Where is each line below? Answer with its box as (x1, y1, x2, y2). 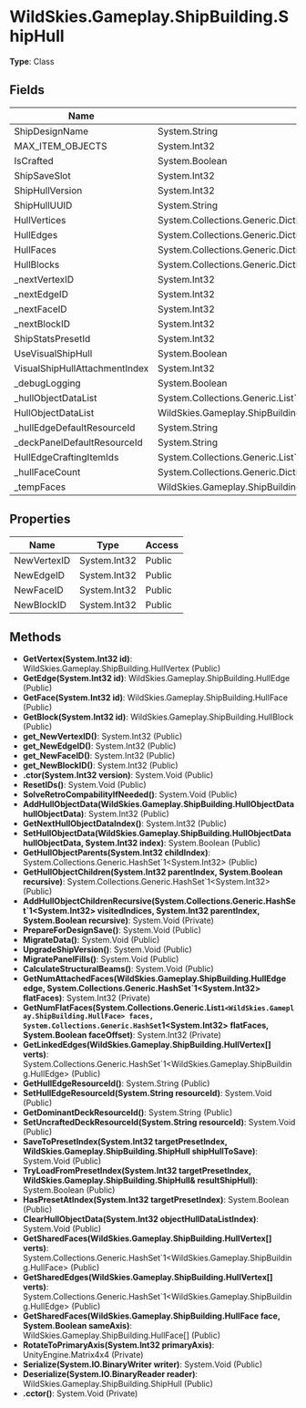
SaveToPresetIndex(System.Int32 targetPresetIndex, (22, 1136, 228, 1147)
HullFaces (14, 243, 57, 256)
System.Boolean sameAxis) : (22, 1320, 133, 1331)
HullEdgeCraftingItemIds (14, 450, 119, 463)
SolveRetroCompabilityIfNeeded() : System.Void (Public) (22, 789, 238, 800)
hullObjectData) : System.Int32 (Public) (22, 809, 170, 820)
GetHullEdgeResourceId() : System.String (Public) (22, 1078, 210, 1089)
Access (145, 538, 179, 551)
